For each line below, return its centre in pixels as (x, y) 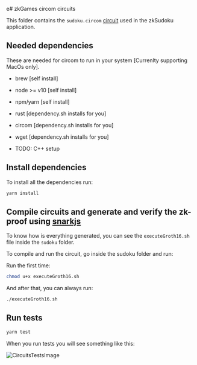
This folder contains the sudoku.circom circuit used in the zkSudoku (90, 20)
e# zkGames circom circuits (41, 9)
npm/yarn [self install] (42, 101)
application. (21, 27)
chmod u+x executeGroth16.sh (43, 277)
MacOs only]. (23, 66)
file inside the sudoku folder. (40, 242)
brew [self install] (36, 78)
